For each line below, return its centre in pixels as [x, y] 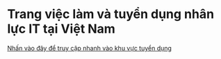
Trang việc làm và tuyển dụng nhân [110, 14]
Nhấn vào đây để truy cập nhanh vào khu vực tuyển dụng [90, 48]
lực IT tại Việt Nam [62, 29]
